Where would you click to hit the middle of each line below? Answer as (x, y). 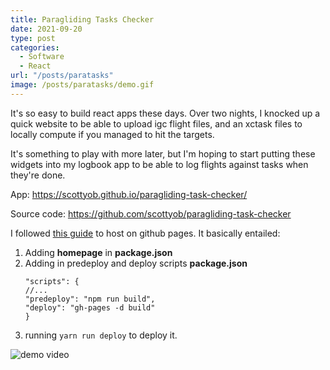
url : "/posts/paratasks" (62, 76)
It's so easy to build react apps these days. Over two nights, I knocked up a (165, 113)
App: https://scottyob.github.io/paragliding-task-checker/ (129, 194)
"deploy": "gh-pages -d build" (90, 307)
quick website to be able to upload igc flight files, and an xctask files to (156, 123)
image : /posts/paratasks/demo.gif (82, 85)
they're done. (38, 175)
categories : (35, 47)
